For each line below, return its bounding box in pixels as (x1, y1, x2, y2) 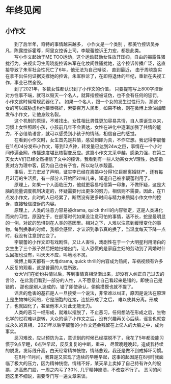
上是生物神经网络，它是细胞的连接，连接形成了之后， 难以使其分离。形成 (5, 297, 158, 302)
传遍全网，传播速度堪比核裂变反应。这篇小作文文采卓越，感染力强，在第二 (9, 150, 166, 156)
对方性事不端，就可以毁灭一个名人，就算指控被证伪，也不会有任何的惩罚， (5, 92, 161, 98)
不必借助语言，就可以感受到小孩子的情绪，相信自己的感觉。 (14, 131, 139, 136)
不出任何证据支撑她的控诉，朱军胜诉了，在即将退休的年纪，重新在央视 (14, 73, 161, 79)
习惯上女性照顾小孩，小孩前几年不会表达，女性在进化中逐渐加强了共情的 (5, 124, 157, 130)
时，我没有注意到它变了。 (5, 233, 59, 238)
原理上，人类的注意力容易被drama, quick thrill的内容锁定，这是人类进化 (14, 207, 164, 213)
